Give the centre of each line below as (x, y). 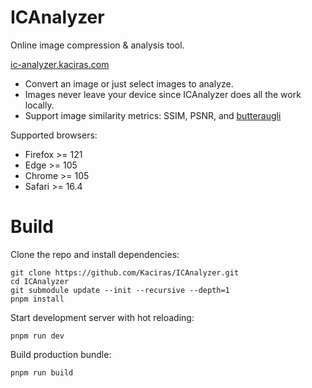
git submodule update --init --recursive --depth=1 (120, 290)
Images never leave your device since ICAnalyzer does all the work (163, 94)
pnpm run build (42, 372)
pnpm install (37, 299)
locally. (39, 105)
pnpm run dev (37, 336)
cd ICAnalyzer (40, 281)
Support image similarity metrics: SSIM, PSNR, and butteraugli (153, 115)
